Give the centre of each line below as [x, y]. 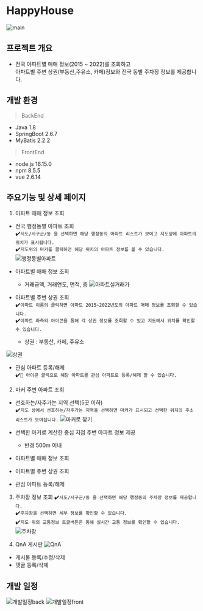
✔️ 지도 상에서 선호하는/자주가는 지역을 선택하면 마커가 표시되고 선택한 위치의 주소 [104, 410]
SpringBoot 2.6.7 [36, 134]
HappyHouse [40, 11]
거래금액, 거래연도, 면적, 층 [56, 285]
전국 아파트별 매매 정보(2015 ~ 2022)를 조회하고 [73, 64]
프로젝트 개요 [30, 48]
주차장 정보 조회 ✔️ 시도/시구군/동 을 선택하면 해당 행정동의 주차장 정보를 [96, 497]
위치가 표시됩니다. [35, 243]
